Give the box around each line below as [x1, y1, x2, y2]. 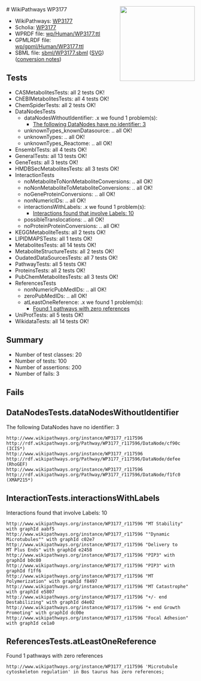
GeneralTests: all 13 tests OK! [14, 152, 87, 159]
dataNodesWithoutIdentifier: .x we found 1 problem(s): [23, 114, 157, 121]
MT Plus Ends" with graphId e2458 [6, 547, 93, 553]
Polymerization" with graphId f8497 [6, 578, 98, 584]
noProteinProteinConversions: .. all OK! [23, 222, 120, 229]
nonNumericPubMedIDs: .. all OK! [23, 285, 106, 293]
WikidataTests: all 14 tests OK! [14, 317, 89, 325]
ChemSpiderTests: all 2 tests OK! [14, 101, 96, 108]
